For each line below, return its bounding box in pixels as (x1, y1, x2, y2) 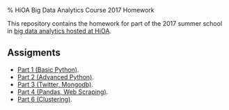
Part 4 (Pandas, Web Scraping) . (17, 87, 109, 96)
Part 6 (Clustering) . (17, 95, 73, 103)
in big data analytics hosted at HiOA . (7, 27, 112, 35)
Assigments (7, 47, 61, 58)
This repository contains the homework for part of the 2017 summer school (7, 19, 223, 27)
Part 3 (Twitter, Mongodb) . (17, 80, 94, 88)
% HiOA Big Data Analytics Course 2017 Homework (7, 6, 155, 14)
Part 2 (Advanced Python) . (17, 72, 94, 81)
